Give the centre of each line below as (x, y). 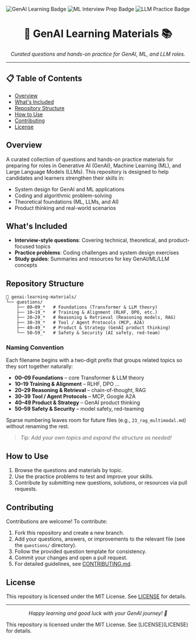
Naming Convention (35, 348)
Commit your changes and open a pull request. (71, 558)
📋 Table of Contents (44, 79)
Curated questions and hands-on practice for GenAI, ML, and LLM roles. (98, 54)
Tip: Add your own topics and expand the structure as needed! (96, 438)
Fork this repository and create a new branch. (69, 533)
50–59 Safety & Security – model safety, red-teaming (79, 409)
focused (24, 246)
